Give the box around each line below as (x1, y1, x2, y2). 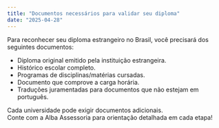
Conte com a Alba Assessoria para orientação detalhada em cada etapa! (7, 113, 213, 121)
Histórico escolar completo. (17, 63, 96, 72)
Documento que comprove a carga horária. (17, 78, 140, 86)
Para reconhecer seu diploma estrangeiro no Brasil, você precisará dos (7, 35, 209, 43)
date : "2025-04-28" (7, 17, 63, 23)
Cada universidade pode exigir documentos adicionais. (7, 106, 163, 114)
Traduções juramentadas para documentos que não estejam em (17, 85, 199, 94)
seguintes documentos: (7, 43, 74, 51)
